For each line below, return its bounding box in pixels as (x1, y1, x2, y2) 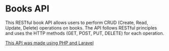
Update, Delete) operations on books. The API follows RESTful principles (5, 24, 157, 30)
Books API (5, 3, 50, 14)
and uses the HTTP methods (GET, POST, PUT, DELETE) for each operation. (5, 30, 164, 36)
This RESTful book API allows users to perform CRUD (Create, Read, (5, 19, 148, 25)
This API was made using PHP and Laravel (5, 39, 94, 45)
